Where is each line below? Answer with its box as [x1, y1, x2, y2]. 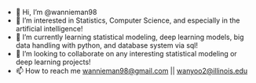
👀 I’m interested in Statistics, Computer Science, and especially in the [15, 16, 240, 25]
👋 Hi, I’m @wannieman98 [15, 8, 97, 16]
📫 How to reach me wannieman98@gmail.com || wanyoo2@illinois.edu [15, 67, 248, 75]
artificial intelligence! [15, 24, 83, 33]
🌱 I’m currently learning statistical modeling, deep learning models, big [15, 32, 244, 41]
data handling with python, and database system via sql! [15, 41, 199, 50]
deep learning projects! [15, 57, 92, 67]
